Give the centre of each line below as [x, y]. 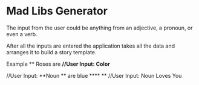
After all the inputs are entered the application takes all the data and [91, 46]
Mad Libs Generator [57, 11]
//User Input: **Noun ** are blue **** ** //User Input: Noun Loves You [94, 75]
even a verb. [22, 34]
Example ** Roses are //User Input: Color [58, 64]
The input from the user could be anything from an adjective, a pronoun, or [99, 28]
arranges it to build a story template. [51, 52]
